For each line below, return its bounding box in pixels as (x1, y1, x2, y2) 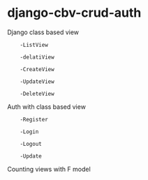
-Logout (20, 140, 42, 147)
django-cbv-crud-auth (7, 5, 142, 21)
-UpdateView (20, 78, 54, 85)
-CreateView (20, 66, 54, 73)
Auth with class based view (7, 103, 86, 111)
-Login (20, 128, 39, 135)
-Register (20, 116, 49, 123)
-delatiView (20, 54, 54, 61)
